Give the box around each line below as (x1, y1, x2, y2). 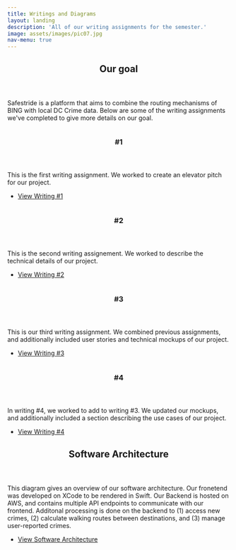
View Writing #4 (17, 428, 65, 436)
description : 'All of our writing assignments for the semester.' (7, 23, 207, 30)
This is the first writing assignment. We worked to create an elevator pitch (7, 171, 223, 179)
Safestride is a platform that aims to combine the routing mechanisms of (7, 98, 218, 107)
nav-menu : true (7, 37, 52, 44)
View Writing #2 (17, 270, 65, 279)
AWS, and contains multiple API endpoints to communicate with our (7, 498, 204, 507)
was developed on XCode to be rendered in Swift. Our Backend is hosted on (7, 491, 229, 500)
